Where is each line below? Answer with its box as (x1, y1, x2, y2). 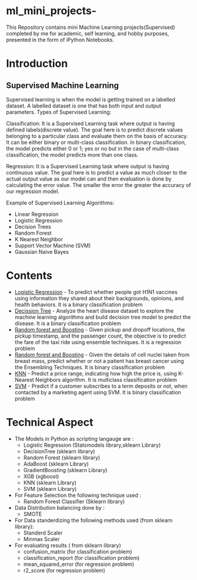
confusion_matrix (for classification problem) (23, 548, 132, 555)
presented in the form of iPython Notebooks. (6, 36, 115, 43)
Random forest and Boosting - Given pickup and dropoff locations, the (14, 326, 185, 333)
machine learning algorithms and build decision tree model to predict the (14, 313, 191, 320)
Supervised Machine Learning (6, 80, 119, 90)
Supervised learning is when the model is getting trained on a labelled (6, 96, 175, 103)
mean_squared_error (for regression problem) (23, 561, 134, 568)
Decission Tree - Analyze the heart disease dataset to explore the (14, 307, 174, 314)
